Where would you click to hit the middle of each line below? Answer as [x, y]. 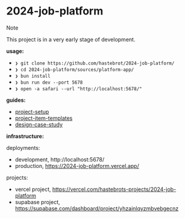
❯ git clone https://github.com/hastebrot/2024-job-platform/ [95, 63]
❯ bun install [33, 76]
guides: [16, 100]
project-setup [32, 111]
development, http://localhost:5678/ [60, 159]
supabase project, [37, 202]
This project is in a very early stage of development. [71, 39]
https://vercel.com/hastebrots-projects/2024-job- [114, 189]
